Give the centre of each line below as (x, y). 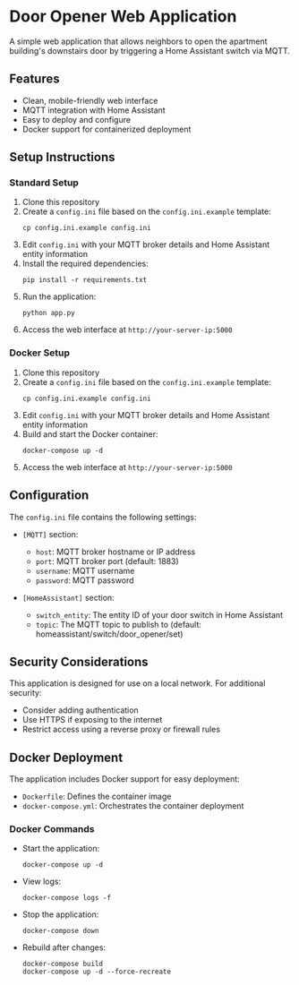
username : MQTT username (85, 570)
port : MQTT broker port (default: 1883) (107, 561)
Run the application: (59, 296)
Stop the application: (60, 914)
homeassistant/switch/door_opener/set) (109, 634)
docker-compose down (60, 931)
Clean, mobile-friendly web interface (90, 100)
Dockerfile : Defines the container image (97, 797)
